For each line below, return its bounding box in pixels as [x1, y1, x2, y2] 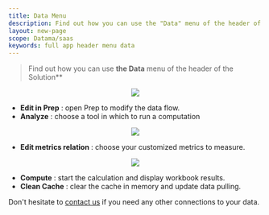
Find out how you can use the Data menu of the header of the [27, 64, 234, 73]
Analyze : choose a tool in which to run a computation [19, 112, 201, 122]
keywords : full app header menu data [8, 42, 135, 50]
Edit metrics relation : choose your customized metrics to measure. [19, 143, 246, 152]
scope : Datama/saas [8, 34, 74, 43]
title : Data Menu [8, 11, 67, 20]
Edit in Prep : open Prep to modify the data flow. [19, 103, 180, 113]
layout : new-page [8, 27, 67, 35]
